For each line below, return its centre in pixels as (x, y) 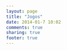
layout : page (22, 11)
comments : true (24, 27)
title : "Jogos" (24, 17)
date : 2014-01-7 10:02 (33, 22)
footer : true (22, 38)
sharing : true (23, 33)
